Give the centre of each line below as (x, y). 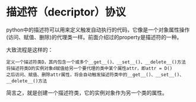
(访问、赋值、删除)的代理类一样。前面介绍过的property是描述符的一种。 (94, 37)
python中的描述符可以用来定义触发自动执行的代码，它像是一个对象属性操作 (98, 30)
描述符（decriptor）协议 (66, 12)
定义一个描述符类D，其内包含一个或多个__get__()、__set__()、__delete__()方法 (96, 62)
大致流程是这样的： (30, 50)
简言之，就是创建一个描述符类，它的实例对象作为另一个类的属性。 (87, 93)
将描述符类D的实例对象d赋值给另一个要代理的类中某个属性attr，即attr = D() (89, 68)
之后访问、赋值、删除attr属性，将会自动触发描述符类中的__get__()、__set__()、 (95, 75)
